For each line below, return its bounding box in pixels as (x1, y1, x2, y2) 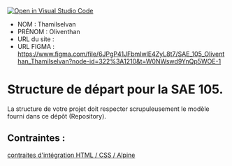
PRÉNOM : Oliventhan (17, 28, 80, 36)
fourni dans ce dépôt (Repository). (7, 112, 107, 120)
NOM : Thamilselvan (17, 20, 76, 28)
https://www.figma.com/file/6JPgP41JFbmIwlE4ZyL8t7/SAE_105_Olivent (17, 50, 225, 58)
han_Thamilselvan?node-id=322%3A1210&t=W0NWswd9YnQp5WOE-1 (17, 57, 222, 66)
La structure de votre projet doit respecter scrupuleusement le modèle (7, 105, 210, 113)
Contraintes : (7, 133, 66, 144)
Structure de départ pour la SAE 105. (7, 82, 224, 98)
